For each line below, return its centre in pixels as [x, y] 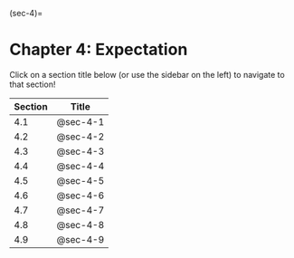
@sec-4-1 [81, 121]
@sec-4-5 [81, 180]
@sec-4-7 [81, 210]
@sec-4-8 [81, 225]
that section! [33, 84]
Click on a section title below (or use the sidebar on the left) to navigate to [147, 74]
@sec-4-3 [81, 151]
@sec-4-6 [81, 196]
